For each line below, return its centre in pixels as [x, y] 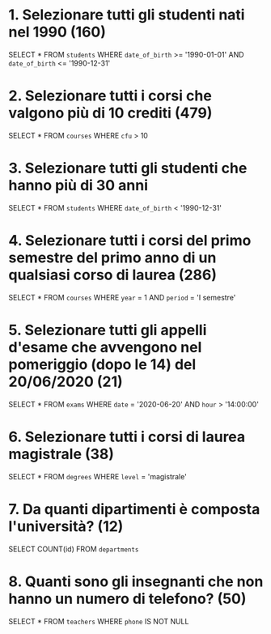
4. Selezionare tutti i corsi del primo [130, 240]
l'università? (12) [66, 526]
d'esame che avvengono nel [105, 347]
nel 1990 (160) [57, 32]
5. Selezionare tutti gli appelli [108, 330]
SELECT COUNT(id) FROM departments [74, 549]
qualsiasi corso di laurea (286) [112, 275]
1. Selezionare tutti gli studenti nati [127, 15]
